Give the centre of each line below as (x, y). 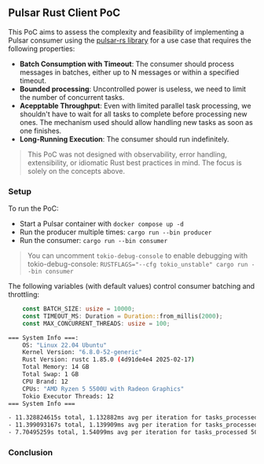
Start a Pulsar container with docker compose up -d (102, 224)
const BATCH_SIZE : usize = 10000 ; (79, 309)
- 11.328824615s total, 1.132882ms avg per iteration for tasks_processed (133, 418)
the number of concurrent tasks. (72, 97)
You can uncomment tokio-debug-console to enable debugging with (137, 256)
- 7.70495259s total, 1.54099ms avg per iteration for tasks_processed (128, 433)
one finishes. (40, 131)
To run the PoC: (33, 208)
